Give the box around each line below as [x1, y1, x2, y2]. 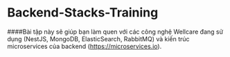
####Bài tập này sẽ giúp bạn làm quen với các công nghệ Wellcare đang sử [7, 27, 224, 36]
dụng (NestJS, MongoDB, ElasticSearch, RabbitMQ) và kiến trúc [7, 34, 190, 43]
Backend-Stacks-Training [7, 5, 159, 21]
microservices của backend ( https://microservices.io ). [7, 42, 162, 50]
